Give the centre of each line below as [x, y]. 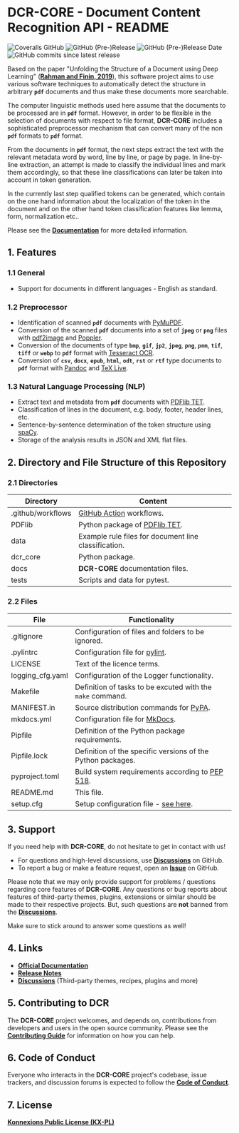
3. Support [31, 829]
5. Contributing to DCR [58, 1003]
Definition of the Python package [130, 731]
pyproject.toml [35, 776]
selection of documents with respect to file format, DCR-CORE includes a [115, 120]
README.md [32, 793]
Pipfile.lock [30, 756]
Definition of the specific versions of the [142, 751]
